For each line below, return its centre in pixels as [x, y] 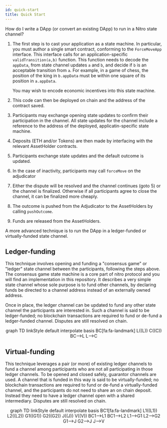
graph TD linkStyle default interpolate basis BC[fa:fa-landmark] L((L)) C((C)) [84, 331]
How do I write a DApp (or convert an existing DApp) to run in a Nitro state [81, 28]
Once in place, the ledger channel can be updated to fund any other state [81, 305]
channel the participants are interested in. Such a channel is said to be [77, 311]
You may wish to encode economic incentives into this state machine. [84, 90]
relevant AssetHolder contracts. [45, 146]
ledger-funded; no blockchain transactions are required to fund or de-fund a [83, 316]
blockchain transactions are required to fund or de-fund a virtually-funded [81, 385]
